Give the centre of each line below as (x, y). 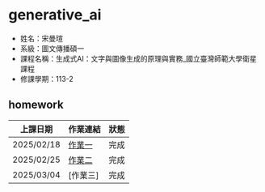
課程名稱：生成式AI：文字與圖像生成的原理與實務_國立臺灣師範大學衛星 (138, 58)
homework (36, 105)
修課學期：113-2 (47, 79)
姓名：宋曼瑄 (41, 38)
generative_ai (55, 15)
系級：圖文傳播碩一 (52, 48)
